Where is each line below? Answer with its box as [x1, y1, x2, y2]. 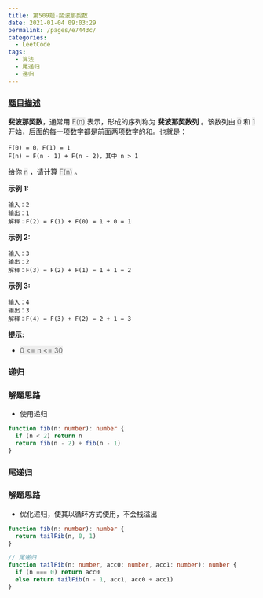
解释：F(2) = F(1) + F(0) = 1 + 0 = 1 [8, 217, 132, 225]
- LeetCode [15, 41, 51, 49]
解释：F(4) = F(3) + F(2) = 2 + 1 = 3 [8, 315, 132, 323]
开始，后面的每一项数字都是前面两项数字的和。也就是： [8, 127, 187, 136]
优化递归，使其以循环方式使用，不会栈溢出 [19, 509, 158, 519]
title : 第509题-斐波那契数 [8, 11, 88, 20]
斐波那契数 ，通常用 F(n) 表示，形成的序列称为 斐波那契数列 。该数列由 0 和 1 [8, 116, 255, 126]
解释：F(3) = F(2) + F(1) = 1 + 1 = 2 [8, 266, 132, 274]
